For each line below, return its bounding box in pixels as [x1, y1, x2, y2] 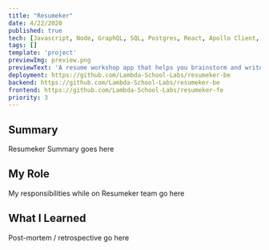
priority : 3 [8, 93, 48, 101]
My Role [8, 167, 50, 181]
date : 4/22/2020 [8, 19, 62, 27]
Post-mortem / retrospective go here [8, 232, 130, 242]
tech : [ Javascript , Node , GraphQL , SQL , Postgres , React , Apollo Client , [8, 34, 260, 42]
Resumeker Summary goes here [8, 145, 114, 154]
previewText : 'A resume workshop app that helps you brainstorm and [8, 64, 242, 72]
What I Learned [8, 212, 86, 225]
